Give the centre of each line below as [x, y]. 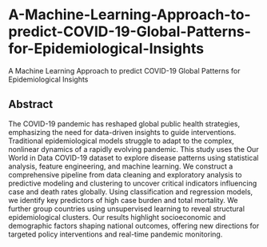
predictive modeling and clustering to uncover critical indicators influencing [133, 183]
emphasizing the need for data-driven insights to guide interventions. [122, 132]
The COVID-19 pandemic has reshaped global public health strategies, [124, 124]
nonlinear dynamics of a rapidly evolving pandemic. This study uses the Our [133, 149]
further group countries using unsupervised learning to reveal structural [127, 209]
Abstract [31, 104]
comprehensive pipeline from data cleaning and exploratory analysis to [125, 174]
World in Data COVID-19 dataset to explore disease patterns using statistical [133, 157]
